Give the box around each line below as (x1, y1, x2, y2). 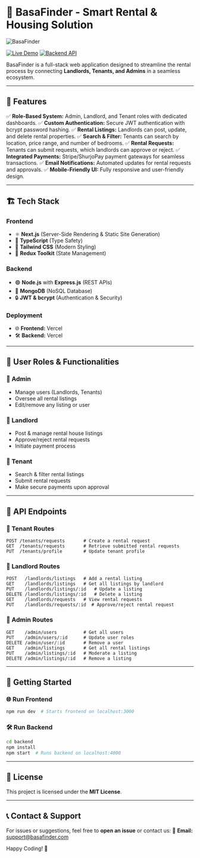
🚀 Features (6, 97, 47, 107)
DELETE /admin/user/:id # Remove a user (6, 639, 124, 646)
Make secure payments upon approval (14, 483, 110, 491)
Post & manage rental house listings (14, 430, 103, 437)
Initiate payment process (14, 442, 76, 450)
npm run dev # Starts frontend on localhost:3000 (6, 709, 135, 715)
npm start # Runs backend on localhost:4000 (6, 750, 121, 756)
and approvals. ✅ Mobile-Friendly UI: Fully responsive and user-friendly (6, 166, 184, 173)
